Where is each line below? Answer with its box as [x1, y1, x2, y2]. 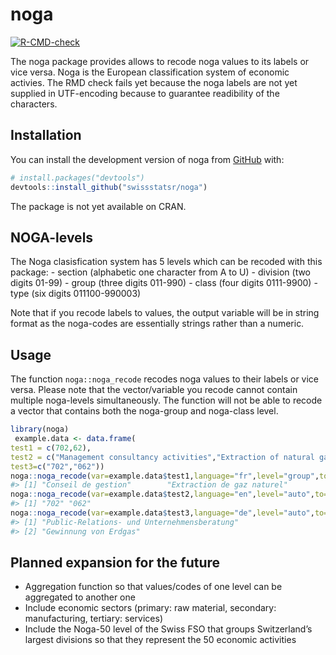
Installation [10, 127, 82, 144]
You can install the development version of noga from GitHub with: [10, 153, 285, 165]
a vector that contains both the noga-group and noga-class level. [10, 405, 279, 417]
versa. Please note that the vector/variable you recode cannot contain [10, 384, 298, 396]
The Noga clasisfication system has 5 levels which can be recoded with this [10, 256, 323, 268]
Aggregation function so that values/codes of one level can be [24, 581, 283, 593]
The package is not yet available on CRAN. [10, 200, 187, 212]
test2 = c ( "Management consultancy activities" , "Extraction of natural [10, 452, 315, 462]
